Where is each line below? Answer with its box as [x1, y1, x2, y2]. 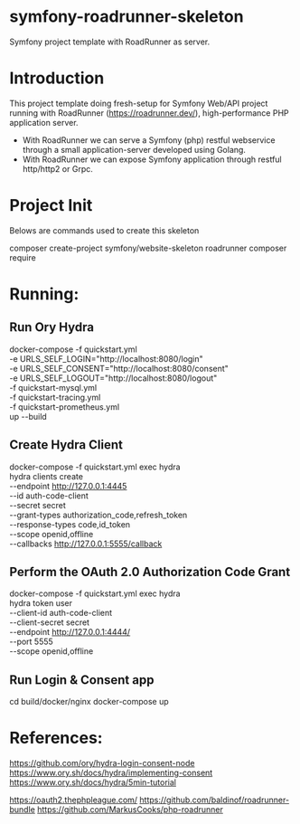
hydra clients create [9, 470, 84, 481]
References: [9, 728, 103, 748]
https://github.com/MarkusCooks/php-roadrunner [37, 804, 224, 815]
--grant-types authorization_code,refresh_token [9, 509, 188, 520]
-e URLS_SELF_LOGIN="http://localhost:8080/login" [9, 353, 203, 364]
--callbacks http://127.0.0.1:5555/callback [9, 538, 163, 549]
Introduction [9, 68, 105, 89]
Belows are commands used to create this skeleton [9, 224, 200, 236]
